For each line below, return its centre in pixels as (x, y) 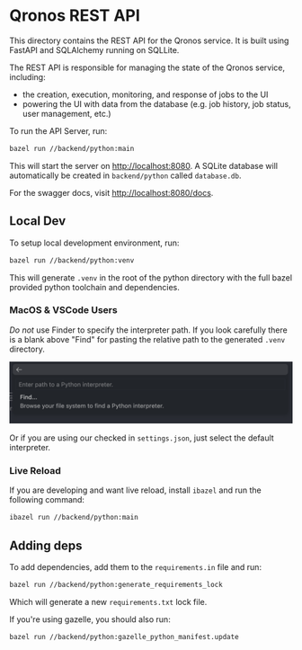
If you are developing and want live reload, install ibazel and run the (136, 490)
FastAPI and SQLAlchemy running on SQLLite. (94, 49)
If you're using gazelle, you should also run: (90, 619)
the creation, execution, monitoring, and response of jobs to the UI (145, 94)
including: (28, 76)
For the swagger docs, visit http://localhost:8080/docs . (111, 192)
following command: (47, 500)
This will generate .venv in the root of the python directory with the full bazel (151, 277)
